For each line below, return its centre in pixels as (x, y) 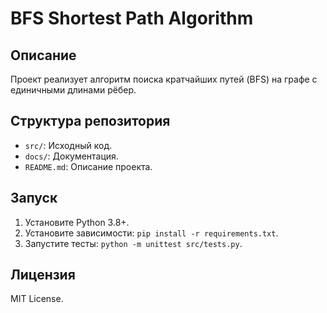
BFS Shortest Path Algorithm (132, 18)
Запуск (34, 198)
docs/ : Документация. (71, 156)
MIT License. (37, 299)
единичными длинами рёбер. (73, 90)
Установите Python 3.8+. (77, 222)
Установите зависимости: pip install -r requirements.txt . (151, 233)
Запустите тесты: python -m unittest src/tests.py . (133, 243)
